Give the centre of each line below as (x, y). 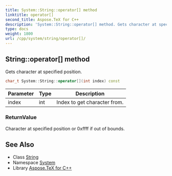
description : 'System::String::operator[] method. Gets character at (81, 24)
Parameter (21, 94)
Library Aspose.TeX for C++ (42, 168)
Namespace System (34, 162)
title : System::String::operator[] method (51, 10)
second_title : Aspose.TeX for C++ (42, 19)
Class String (26, 157)
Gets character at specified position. (44, 72)
